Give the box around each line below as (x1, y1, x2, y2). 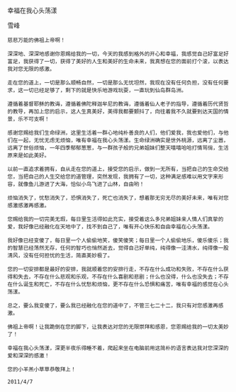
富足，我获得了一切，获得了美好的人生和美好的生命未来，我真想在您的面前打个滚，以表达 (7, 58, 229, 65)
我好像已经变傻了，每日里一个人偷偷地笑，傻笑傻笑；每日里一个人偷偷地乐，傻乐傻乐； (7, 237, 224, 244)
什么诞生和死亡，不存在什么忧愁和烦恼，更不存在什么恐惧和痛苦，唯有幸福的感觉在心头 (12, 281, 229, 288)
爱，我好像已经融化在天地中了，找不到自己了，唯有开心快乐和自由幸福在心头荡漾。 (7, 223, 213, 230)
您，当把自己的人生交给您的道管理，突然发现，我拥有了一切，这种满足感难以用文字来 (7, 173, 218, 180)
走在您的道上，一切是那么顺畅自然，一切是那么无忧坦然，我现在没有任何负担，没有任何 (7, 79, 224, 86)
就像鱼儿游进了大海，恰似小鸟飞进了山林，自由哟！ (17, 181, 145, 188)
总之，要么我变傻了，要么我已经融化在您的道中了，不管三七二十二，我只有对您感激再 (7, 302, 218, 309)
